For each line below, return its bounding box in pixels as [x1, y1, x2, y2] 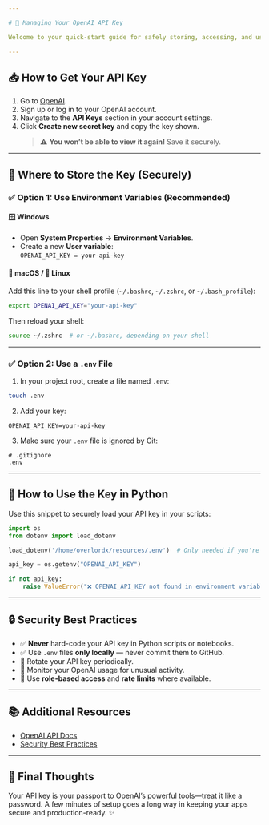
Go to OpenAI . [19, 96, 67, 106]
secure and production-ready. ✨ [8, 808, 115, 818]
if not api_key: [8, 575, 62, 583]
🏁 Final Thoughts [8, 770, 94, 783]
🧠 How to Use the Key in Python [8, 488, 169, 501]
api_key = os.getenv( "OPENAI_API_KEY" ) [8, 561, 142, 569]
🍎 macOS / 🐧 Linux [8, 268, 70, 278]
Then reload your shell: [8, 316, 85, 325]
